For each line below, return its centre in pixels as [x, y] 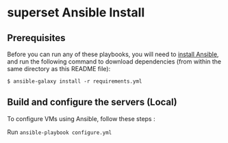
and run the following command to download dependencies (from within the [114, 62]
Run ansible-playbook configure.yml [60, 132]
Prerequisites [36, 38]
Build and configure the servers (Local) [92, 102]
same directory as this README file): [59, 69]
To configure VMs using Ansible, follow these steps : [81, 118]
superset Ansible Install [76, 13]
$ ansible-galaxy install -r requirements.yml [75, 81]
